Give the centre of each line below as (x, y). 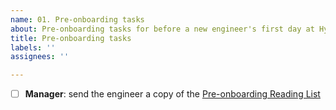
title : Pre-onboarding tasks (71, 38)
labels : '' (33, 47)
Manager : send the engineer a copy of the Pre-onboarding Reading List (172, 94)
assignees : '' (40, 57)
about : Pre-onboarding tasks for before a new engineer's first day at (162, 29)
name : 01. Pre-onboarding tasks (77, 19)
